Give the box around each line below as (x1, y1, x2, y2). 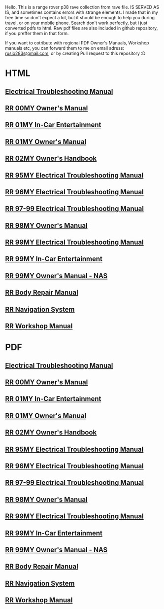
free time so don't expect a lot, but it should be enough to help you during (5, 15, 155, 20)
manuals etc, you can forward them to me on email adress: (5, 45, 125, 51)
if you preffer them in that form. (5, 31, 69, 36)
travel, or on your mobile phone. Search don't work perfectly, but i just (5, 20, 148, 26)
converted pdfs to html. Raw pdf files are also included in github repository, (5, 25, 158, 31)
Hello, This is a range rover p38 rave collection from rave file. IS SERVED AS (5, 4, 159, 10)
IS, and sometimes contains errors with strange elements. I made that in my (5, 9, 159, 15)
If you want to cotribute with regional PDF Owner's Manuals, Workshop (5, 40, 149, 46)
